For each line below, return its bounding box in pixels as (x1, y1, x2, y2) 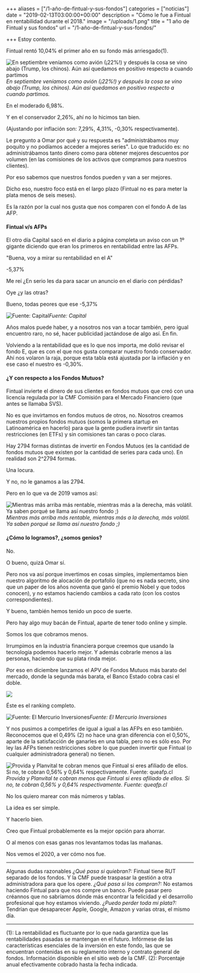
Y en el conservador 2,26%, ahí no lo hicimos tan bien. (6, 113, 141, 121)
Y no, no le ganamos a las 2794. (6, 478, 85, 485)
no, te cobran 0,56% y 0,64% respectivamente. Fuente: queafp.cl (6, 781, 168, 788)
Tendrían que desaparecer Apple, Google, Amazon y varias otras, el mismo (6, 906, 190, 913)
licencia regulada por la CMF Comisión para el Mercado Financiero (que (6, 394, 183, 401)
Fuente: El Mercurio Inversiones (89, 713, 167, 720)
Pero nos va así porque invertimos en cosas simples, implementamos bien (6, 570, 188, 578)
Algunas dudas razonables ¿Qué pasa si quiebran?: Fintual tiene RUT (6, 867, 176, 875)
